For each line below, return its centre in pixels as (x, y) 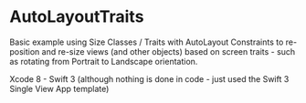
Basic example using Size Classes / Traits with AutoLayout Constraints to (147, 42)
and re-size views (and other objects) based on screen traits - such (169, 51)
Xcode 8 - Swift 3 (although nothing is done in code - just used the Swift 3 (149, 78)
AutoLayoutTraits (77, 17)
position (25, 51)
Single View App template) (59, 88)
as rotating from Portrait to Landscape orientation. (104, 61)
